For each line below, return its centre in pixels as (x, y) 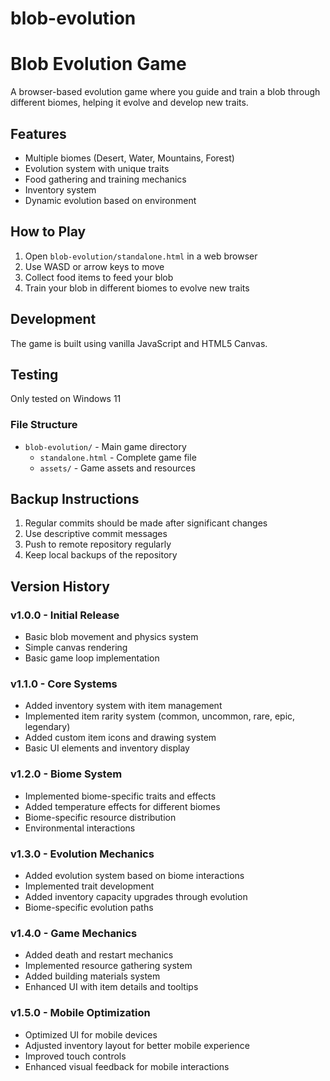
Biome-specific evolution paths (89, 908)
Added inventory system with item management (123, 706)
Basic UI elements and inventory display (107, 748)
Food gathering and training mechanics (105, 179)
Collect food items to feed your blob (99, 277)
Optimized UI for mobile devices (91, 1034)
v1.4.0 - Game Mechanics (74, 933)
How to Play (48, 232)
